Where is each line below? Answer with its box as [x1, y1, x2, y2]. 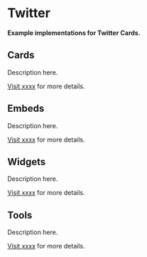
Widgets [7, 155, 46, 168]
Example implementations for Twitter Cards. [7, 28, 141, 37]
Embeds [7, 103, 45, 115]
